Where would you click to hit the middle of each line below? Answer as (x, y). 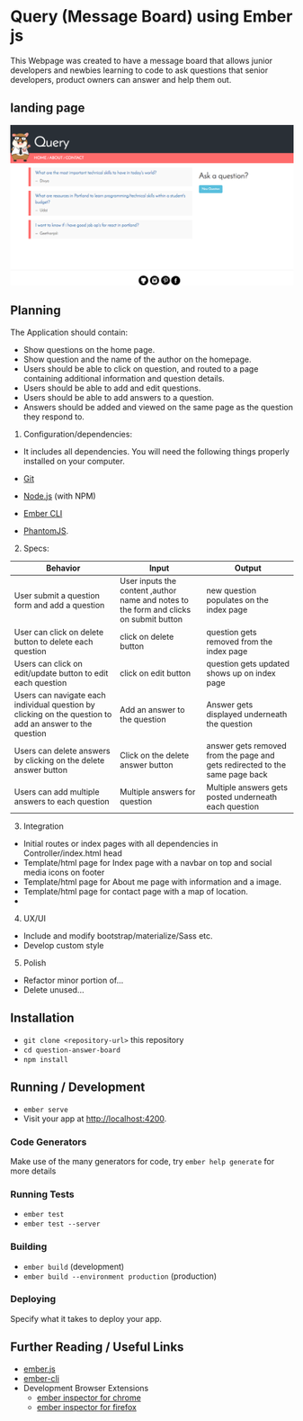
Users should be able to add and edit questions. (112, 388)
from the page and (241, 755)
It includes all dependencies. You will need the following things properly (156, 451)
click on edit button (156, 673)
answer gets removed (246, 746)
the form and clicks (156, 610)
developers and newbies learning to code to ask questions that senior (139, 70)
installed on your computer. (74, 461)
